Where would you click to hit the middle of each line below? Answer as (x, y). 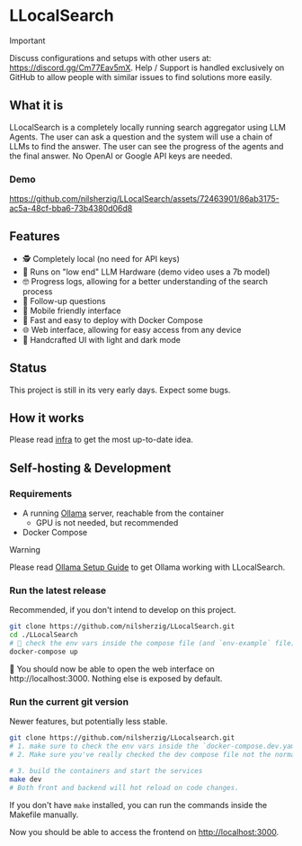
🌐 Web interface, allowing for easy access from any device (132, 329)
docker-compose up (44, 652)
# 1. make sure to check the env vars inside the (104, 747)
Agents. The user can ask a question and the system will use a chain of (141, 137)
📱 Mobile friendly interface (71, 310)
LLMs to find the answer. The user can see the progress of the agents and (147, 146)
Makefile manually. (44, 814)
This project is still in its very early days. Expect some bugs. (120, 390)
